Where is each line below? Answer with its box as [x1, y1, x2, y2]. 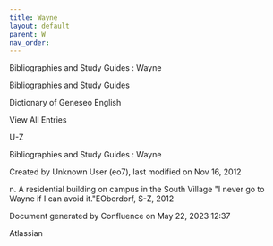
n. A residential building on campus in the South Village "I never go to [9, 184, 265, 195]
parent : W [9, 30, 47, 38]
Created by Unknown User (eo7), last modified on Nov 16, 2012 [9, 166, 242, 177]
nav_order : [9, 38, 50, 47]
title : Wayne [9, 13, 58, 22]
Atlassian [9, 228, 43, 239]
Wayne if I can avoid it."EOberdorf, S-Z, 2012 [9, 193, 175, 204]
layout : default [9, 21, 70, 30]
